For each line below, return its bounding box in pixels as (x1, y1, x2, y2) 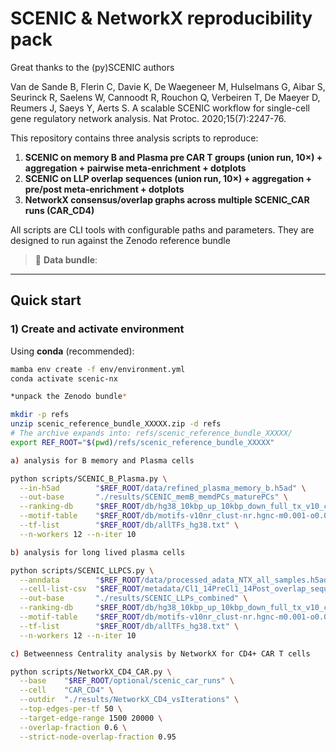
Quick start (10, 292, 82, 309)
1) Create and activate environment (10, 322, 185, 336)
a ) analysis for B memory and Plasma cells (10, 455, 195, 466)
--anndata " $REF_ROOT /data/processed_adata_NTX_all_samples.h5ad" (19, 575, 333, 585)
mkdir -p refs (10, 410, 70, 420)
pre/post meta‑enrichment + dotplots (24, 183, 185, 195)
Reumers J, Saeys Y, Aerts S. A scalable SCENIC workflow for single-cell (10, 102, 310, 114)
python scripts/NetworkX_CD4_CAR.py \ (10, 667, 172, 677)
